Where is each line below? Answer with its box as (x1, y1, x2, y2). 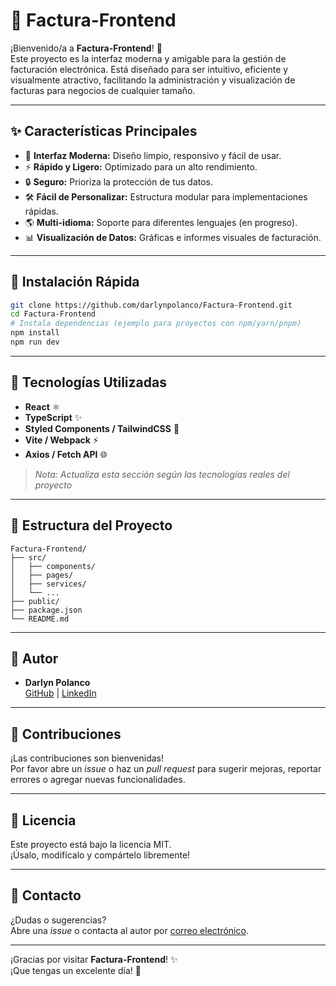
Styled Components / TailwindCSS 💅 (24, 422, 180, 434)
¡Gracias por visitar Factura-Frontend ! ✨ (10, 953, 178, 965)
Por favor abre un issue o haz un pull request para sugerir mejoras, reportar (10, 763, 322, 775)
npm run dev (10, 337, 60, 348)
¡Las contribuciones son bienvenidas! (10, 752, 165, 764)
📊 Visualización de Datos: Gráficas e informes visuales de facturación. (24, 231, 322, 243)
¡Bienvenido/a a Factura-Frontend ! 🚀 (10, 42, 163, 54)
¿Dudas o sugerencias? (10, 914, 107, 926)
